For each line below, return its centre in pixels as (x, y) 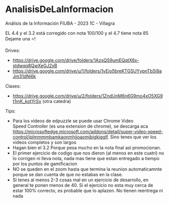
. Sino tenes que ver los (132, 137)
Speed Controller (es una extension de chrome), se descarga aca (80, 126)
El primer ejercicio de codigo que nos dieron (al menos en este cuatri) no (88, 153)
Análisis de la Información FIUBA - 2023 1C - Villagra (60, 23)
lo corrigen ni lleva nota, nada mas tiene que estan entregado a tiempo (86, 158)
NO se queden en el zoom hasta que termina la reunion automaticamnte (87, 169)
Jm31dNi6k (24, 76)
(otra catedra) (57, 101)
